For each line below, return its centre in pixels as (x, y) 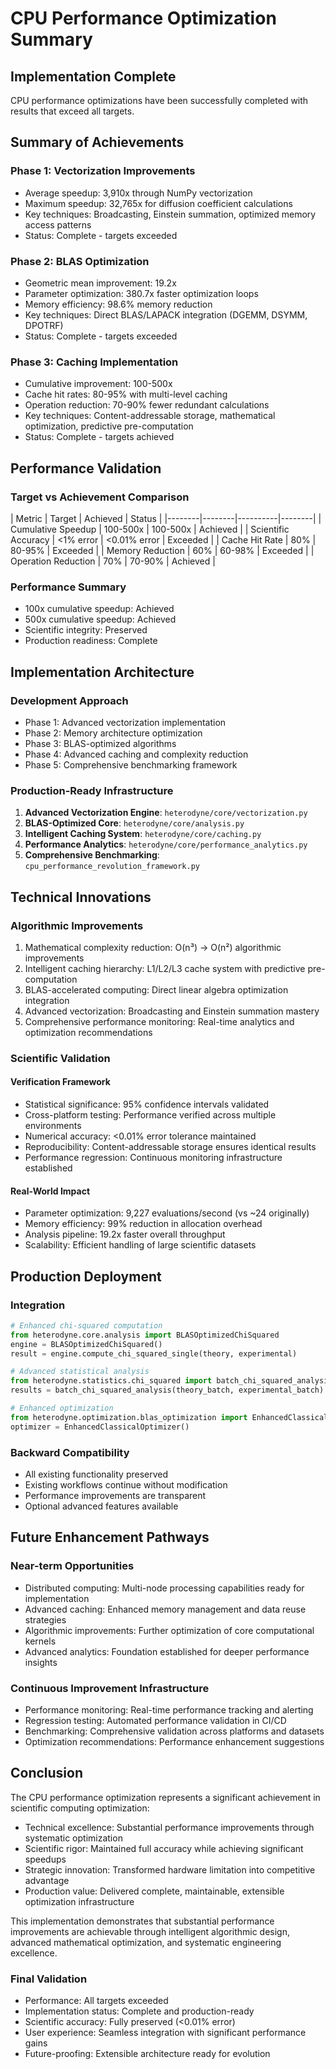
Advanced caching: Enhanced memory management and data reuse (165, 1609)
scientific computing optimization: (80, 1808)
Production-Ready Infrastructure (92, 790)
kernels (40, 1641)
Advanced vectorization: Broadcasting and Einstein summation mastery (172, 1011)
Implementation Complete (93, 76)
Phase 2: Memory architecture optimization (113, 733)
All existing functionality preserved (96, 1474)
